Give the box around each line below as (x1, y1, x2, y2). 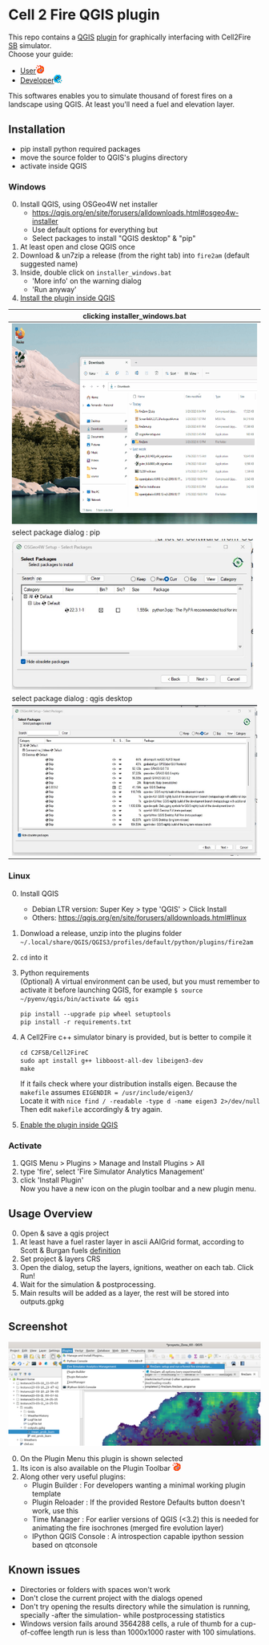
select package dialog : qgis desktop (11, 693, 133, 703)
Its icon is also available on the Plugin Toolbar (19, 1463, 171, 1472)
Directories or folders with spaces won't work (19, 1584, 171, 1594)
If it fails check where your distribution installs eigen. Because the (19, 1078, 238, 1089)
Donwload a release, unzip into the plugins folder (19, 928, 183, 938)
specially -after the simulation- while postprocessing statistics (19, 1610, 226, 1619)
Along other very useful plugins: (19, 1472, 126, 1481)
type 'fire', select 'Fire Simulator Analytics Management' (19, 1167, 206, 1176)
